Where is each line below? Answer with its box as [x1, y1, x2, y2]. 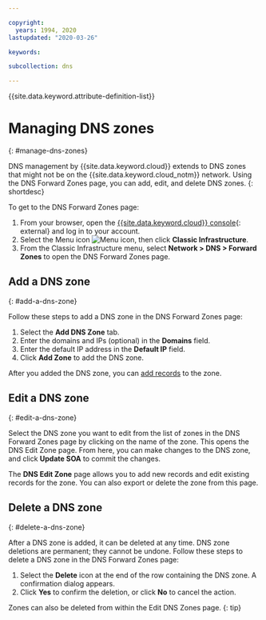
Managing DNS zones [8, 119, 155, 138]
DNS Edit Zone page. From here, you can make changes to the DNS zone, [8, 445, 251, 454]
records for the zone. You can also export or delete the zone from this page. [8, 478, 259, 487]
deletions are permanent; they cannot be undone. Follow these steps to [8, 546, 244, 556]
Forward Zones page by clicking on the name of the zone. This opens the [8, 437, 249, 446]
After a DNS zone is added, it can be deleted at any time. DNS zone [8, 538, 230, 547]
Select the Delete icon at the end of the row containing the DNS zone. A [19, 570, 257, 580]
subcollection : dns [8, 62, 73, 70]
